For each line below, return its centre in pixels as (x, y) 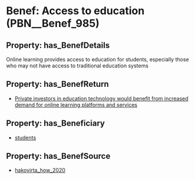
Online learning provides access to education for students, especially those (98, 59)
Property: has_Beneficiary (55, 123)
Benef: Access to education (75, 11)
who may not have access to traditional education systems (77, 66)
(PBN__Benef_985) (53, 23)
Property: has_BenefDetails (58, 45)
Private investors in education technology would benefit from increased (101, 98)
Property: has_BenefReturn (57, 84)
